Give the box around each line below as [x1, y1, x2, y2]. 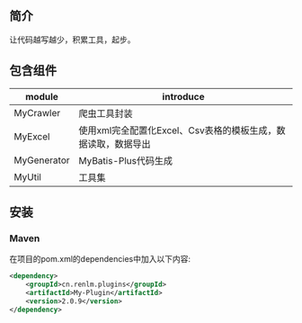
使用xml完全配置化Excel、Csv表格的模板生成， [78, 124, 277, 137]
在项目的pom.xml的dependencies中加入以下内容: [9, 254, 191, 265]
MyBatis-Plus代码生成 [78, 154, 173, 166]
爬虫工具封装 [78, 107, 133, 120]
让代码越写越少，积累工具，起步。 [9, 34, 136, 45]
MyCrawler [13, 106, 61, 119]
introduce [162, 90, 205, 103]
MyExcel [13, 130, 50, 142]
